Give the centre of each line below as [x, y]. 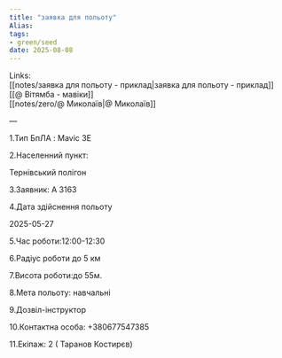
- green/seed [33, 42]
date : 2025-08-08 [41, 51]
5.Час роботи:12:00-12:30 [57, 241]
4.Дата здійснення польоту [61, 207]
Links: [20, 75]
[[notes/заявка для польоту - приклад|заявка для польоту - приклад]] [142, 85]
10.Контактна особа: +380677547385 [79, 327]
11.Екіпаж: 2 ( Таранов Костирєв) [71, 344]
